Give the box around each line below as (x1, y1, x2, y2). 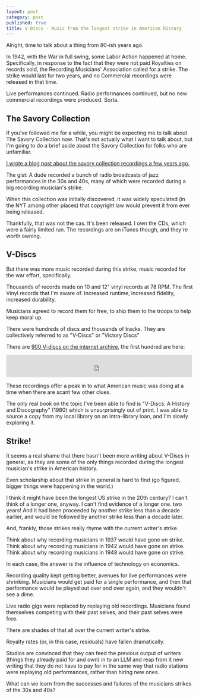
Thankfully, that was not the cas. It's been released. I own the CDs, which (6, 220, 186, 227)
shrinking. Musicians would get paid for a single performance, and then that (6, 578, 192, 585)
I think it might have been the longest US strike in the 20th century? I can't (6, 494, 188, 501)
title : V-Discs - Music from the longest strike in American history (6, 25, 182, 32)
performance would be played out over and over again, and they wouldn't (6, 584, 186, 591)
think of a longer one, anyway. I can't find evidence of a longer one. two (6, 500, 182, 508)
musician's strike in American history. (6, 465, 98, 472)
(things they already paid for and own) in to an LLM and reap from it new (6, 656, 184, 663)
